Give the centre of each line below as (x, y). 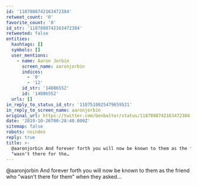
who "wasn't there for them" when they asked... (64, 177)
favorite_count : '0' (31, 22)
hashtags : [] (27, 45)
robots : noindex (26, 132)
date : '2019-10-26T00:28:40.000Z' (48, 121)
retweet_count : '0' (30, 17)
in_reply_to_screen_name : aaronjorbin (53, 110)
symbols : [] (26, 50)
